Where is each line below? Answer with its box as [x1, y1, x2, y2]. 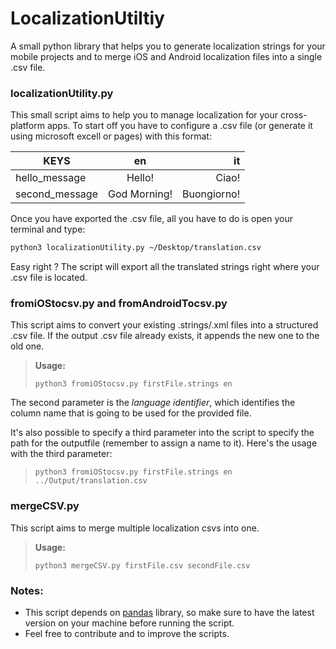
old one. [10, 340, 45, 352]
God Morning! [107, 187, 173, 201]
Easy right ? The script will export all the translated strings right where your [10, 261, 320, 273]
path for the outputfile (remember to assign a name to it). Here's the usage [10, 437, 318, 449]
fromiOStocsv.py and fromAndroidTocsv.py [10, 297, 228, 311]
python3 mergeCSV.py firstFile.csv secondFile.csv [34, 560, 251, 571]
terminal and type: [10, 223, 86, 236]
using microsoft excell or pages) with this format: [10, 130, 212, 142]
